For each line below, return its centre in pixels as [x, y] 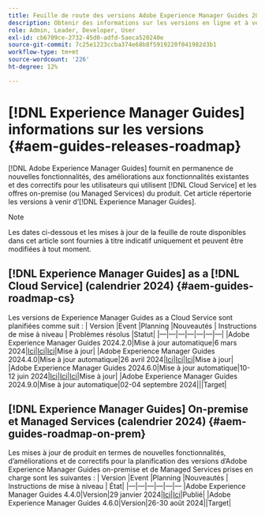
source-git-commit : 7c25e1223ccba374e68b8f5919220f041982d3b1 [112, 45]
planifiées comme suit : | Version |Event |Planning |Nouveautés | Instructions [132, 326]
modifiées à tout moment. [50, 248]
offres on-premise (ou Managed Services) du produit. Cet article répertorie [130, 193]
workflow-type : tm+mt [44, 52]
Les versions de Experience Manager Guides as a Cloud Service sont [121, 317]
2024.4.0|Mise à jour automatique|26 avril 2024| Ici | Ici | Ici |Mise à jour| [121, 359]
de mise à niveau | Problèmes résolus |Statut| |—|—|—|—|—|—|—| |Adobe [129, 334]
